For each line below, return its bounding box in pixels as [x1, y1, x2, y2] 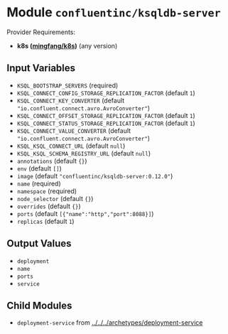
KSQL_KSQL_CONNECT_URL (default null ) [16, 141, 126, 150]
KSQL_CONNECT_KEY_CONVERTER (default [16, 96, 125, 104]
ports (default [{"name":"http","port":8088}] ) [16, 209, 154, 217]
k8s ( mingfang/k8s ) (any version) [16, 41, 118, 50]
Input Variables [6, 62, 76, 75]
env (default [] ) [16, 164, 62, 173]
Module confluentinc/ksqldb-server [6, 4, 221, 21]
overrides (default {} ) [16, 202, 81, 210]
